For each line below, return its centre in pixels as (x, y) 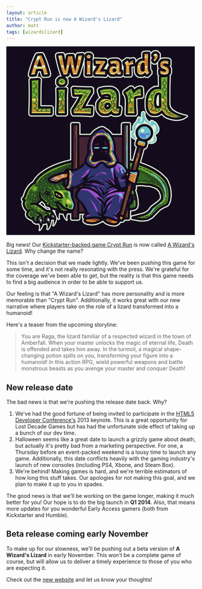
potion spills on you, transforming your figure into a (109, 355)
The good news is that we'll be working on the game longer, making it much (100, 496)
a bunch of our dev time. (46, 433)
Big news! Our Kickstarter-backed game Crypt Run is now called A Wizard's (100, 245)
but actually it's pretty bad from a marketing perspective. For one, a (99, 446)
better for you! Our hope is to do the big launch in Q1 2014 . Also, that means (101, 502)
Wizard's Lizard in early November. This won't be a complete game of (94, 555)
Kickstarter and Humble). (37, 515)
